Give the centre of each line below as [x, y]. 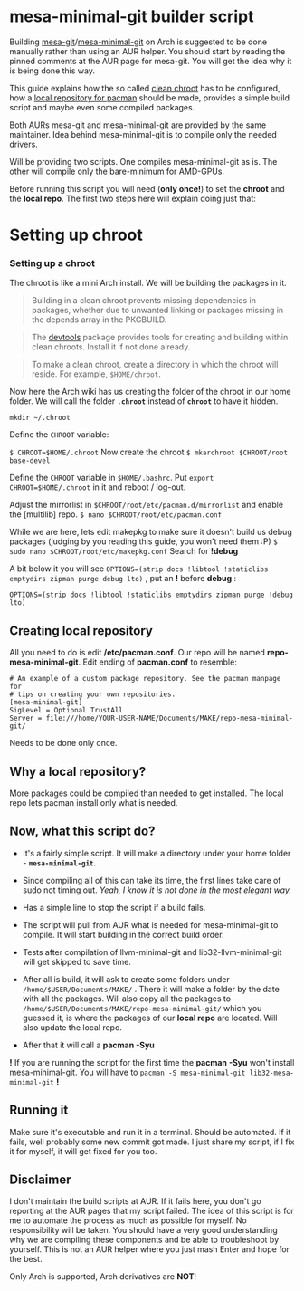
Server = [26, 718]
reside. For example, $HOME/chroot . [96, 374]
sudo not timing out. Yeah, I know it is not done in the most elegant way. [157, 890]
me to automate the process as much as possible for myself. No [128, 1220]
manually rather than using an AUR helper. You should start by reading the [147, 51]
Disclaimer [40, 1180]
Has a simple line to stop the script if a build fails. [114, 907]
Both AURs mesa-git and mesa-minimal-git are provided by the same [138, 125]
